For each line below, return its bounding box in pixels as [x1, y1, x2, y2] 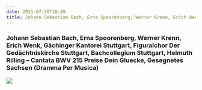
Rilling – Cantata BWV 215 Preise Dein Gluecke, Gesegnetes [6, 56, 183, 64]
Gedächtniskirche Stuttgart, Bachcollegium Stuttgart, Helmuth [6, 49, 193, 57]
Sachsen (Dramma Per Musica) [6, 64, 99, 72]
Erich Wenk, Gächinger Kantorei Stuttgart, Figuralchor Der [6, 41, 180, 49]
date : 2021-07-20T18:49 [6, 8, 66, 15]
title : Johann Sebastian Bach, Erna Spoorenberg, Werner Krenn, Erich [6, 14, 187, 20]
